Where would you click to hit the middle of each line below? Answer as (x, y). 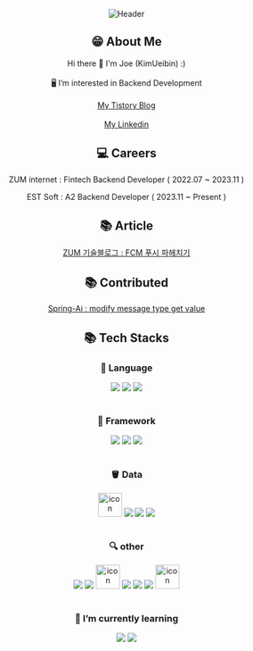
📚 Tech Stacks (126, 338)
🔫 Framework (126, 421)
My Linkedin (126, 124)
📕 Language (126, 368)
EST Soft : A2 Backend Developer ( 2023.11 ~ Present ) (126, 196)
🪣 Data (126, 475)
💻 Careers (126, 153)
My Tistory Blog (126, 105)
